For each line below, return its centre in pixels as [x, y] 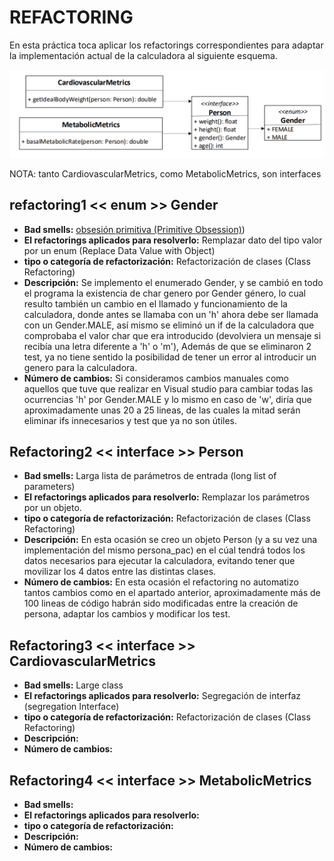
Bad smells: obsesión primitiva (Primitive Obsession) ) [134, 229]
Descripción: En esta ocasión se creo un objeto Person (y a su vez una [170, 540]
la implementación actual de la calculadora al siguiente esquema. [143, 55]
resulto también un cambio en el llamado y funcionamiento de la [155, 303]
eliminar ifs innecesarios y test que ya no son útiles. [130, 420]
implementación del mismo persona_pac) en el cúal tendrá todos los [164, 550]
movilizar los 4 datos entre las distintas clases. [120, 572]
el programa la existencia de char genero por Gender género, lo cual [164, 293]
